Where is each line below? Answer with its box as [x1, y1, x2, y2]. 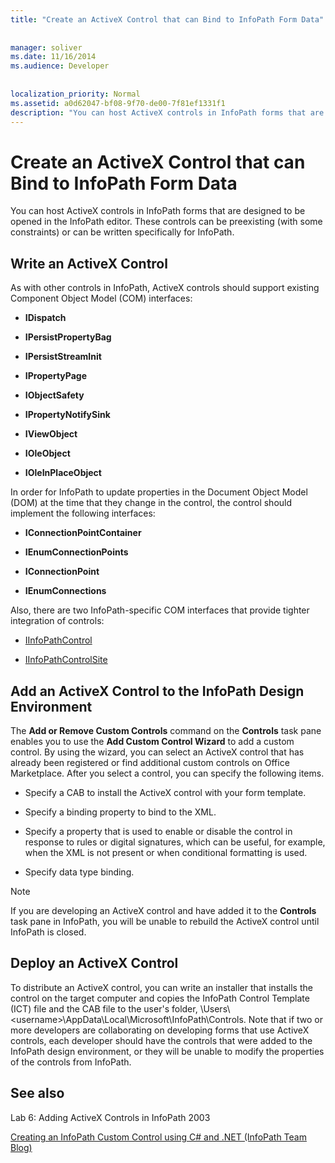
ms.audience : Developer [10, 61, 110, 71]
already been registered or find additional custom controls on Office [10, 756, 290, 768]
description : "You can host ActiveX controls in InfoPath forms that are [10, 107, 325, 118]
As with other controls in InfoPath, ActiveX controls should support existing [10, 282, 320, 294]
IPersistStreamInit [24, 351, 102, 363]
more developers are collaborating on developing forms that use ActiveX [10, 1024, 310, 1036]
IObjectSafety [24, 389, 85, 401]
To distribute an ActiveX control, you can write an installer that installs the [10, 981, 313, 993]
